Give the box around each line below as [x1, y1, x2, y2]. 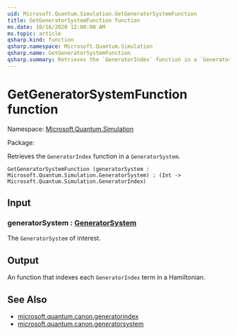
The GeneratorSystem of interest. [7, 234, 101, 243]
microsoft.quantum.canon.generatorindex [17, 312, 139, 320]
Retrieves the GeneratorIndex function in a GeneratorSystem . [7, 152, 181, 160]
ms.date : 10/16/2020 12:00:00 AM [7, 23, 106, 30]
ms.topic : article [7, 30, 61, 37]
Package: [7, 138, 35, 146]
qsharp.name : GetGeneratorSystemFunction [7, 50, 131, 57]
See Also [7, 293, 47, 305]
